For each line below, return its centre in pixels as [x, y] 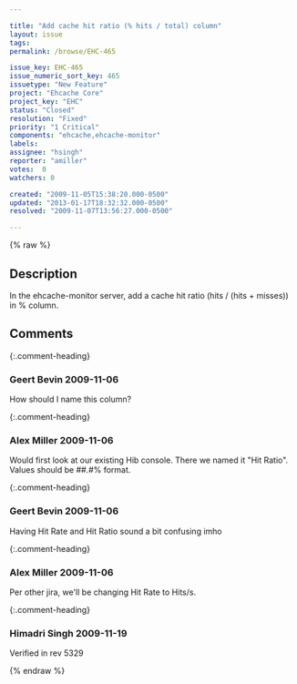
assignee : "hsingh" [46, 153]
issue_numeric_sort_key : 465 [65, 77]
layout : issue [36, 34]
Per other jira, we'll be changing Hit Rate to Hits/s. [103, 592]
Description [43, 274]
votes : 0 [28, 169]
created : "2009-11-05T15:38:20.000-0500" [89, 194]
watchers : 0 [32, 178]
